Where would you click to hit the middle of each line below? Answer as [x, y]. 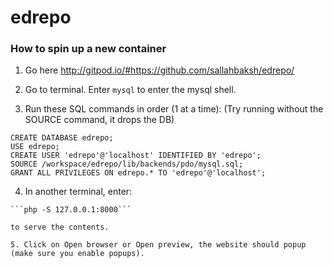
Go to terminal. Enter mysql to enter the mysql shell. [130, 90]
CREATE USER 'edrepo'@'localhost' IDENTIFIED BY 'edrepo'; [136, 156]
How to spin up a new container [88, 49]
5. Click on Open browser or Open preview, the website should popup [158, 245]
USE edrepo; [35, 147]
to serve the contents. [60, 227]
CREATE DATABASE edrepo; [62, 138]
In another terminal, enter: [78, 192]
